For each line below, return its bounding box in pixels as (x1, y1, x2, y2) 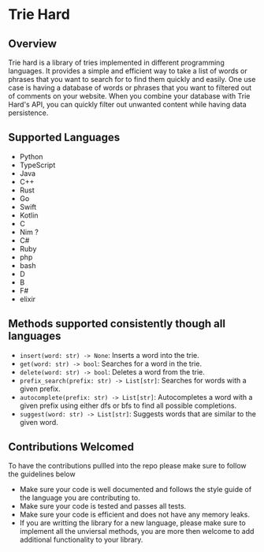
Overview (8, 37, 58, 50)
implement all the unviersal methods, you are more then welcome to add (19, 527, 255, 536)
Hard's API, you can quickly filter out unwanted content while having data (8, 100, 247, 109)
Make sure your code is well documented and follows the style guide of (19, 485, 252, 494)
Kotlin (19, 211, 39, 220)
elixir (19, 294, 36, 304)
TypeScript (19, 160, 56, 170)
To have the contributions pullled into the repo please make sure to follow (8, 461, 247, 471)
